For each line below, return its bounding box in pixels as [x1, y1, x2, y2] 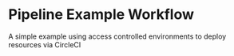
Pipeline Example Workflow [8, 6, 194, 24]
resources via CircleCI [8, 39, 81, 49]
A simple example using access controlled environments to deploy [8, 32, 227, 41]
